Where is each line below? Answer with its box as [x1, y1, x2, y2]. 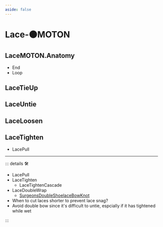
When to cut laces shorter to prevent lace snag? [12, 197, 108, 203]
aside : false [5, 7, 32, 12]
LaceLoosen [5, 117, 43, 125]
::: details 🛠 [5, 160, 29, 166]
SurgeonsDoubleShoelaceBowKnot [19, 192, 90, 198]
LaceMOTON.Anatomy [5, 52, 75, 60]
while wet [12, 208, 32, 214]
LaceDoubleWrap [12, 187, 47, 193]
